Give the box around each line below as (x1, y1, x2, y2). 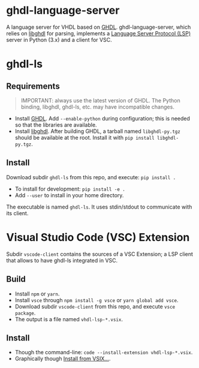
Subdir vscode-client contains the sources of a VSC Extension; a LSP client (6, 250, 194, 258)
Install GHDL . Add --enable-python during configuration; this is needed (14, 114, 191, 122)
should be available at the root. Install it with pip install (14, 134, 155, 141)
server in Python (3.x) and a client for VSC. (6, 36, 112, 43)
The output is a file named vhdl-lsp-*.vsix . (14, 315, 123, 322)
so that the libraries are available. (14, 121, 97, 128)
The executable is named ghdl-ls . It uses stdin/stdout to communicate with (6, 203, 192, 210)
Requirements (6, 81, 60, 91)
